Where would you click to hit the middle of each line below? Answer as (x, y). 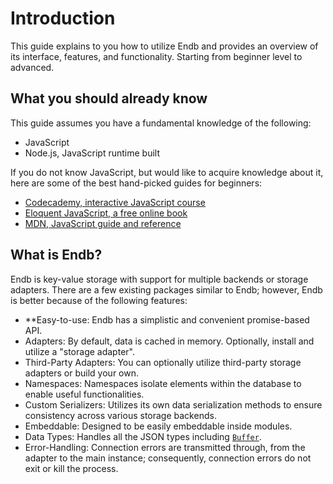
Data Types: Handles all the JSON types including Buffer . (143, 436)
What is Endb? (56, 255)
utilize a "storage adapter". (79, 351)
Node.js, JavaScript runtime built (92, 153)
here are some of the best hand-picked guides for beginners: (136, 183)
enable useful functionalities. (84, 394)
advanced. (32, 67)
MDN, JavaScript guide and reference (103, 223)
